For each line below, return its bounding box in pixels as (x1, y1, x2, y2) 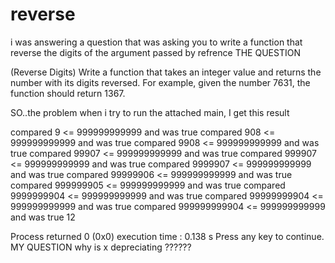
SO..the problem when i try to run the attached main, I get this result (10, 106, 290, 118)
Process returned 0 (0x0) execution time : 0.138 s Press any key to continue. (10, 230, 325, 242)
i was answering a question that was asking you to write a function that (10, 36, 303, 48)
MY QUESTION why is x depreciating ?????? (10, 241, 192, 253)
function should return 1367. (10, 87, 126, 99)
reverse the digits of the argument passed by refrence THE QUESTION (10, 46, 301, 58)
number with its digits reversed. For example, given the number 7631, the (10, 76, 311, 88)
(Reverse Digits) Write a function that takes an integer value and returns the (10, 66, 322, 78)
